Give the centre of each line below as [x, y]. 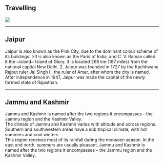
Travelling [21, 8]
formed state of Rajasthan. [32, 82]
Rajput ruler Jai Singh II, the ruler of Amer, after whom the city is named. [78, 72]
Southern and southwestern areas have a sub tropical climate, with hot [76, 129]
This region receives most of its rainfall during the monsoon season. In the [80, 140]
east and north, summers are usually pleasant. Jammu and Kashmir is [75, 145]
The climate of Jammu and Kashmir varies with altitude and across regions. [81, 124]
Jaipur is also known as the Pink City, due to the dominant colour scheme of [82, 51]
